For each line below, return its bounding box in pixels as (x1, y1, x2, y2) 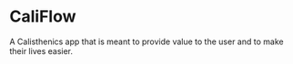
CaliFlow (9, 6, 76, 27)
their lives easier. (9, 45, 74, 56)
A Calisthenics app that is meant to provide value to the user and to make (9, 36, 284, 47)
